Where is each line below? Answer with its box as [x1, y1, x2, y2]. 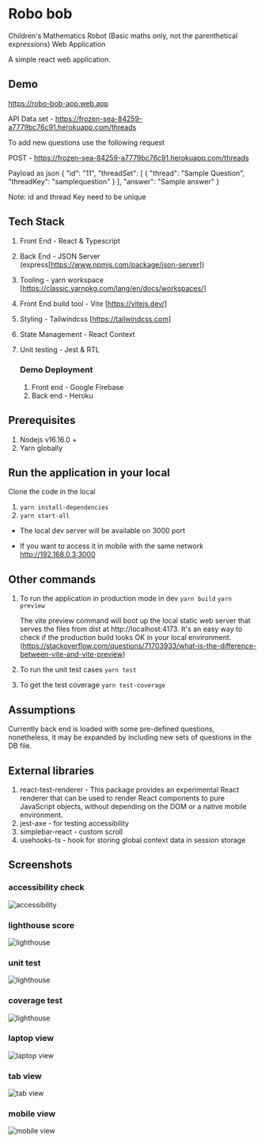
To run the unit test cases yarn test [19, 665, 137, 675]
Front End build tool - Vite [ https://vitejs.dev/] [19, 298, 168, 308]
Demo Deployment [19, 365, 93, 376]
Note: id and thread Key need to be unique [8, 191, 146, 202]
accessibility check [8, 882, 85, 893]
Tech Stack [8, 215, 65, 229]
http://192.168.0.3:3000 [19, 550, 97, 559]
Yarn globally [19, 443, 63, 452]
